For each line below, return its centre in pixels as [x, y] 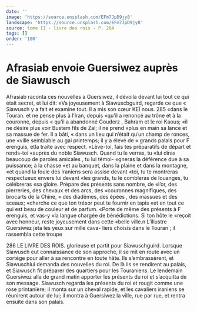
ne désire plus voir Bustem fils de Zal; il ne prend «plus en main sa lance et [97, 128]
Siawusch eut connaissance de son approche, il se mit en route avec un [93, 252]
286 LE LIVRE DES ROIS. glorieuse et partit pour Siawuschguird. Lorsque [94, 245]
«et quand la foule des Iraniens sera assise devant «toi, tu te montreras [92, 172]
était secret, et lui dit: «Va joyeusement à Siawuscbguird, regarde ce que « [96, 103]
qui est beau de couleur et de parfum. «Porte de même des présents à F [94, 209]
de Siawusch [38, 81]
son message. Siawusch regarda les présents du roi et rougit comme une [95, 283]
